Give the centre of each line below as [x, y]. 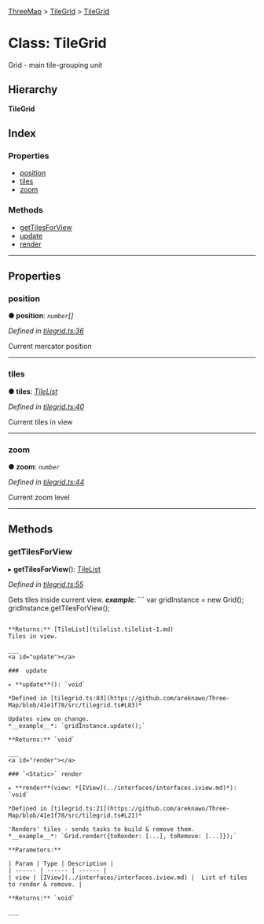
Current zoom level [39, 497]
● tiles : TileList [33, 391]
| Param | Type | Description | [61, 863]
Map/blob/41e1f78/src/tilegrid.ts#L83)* [75, 705]
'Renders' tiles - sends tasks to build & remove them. [101, 829]
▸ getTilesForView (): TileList [54, 569]
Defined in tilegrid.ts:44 [46, 482]
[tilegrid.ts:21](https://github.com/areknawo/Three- [140, 808]
